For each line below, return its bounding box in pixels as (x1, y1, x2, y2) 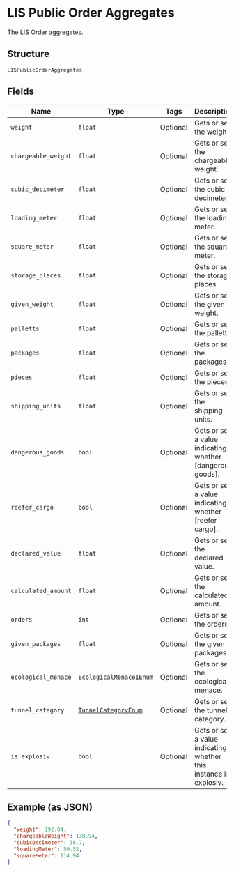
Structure (7, 48, 50, 60)
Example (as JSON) (7, 801, 93, 813)
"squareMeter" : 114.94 (13, 852, 79, 859)
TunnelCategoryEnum (78, 706, 143, 714)
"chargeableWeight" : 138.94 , (13, 833, 98, 840)
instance (194, 769, 223, 779)
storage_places (10, 271, 61, 280)
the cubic (194, 184, 225, 194)
